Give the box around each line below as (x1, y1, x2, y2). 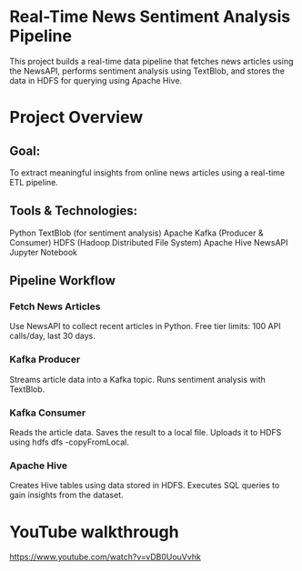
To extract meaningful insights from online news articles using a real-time (9, 166, 285, 178)
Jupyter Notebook (9, 246, 78, 257)
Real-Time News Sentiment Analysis (9, 6, 291, 27)
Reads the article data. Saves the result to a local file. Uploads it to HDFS (9, 427, 282, 438)
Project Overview (9, 107, 144, 128)
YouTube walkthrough (9, 521, 179, 542)
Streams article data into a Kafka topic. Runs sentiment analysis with (9, 374, 267, 385)
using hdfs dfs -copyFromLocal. (9, 436, 130, 447)
